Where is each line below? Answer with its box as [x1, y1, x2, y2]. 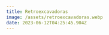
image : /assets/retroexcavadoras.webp [6, 14, 103, 20]
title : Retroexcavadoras [6, 8, 68, 15]
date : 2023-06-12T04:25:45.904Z [6, 20, 87, 26]
